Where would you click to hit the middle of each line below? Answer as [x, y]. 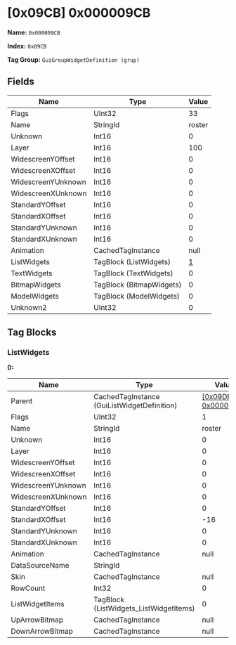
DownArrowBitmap [42, 632]
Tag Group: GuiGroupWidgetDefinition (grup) [74, 59]
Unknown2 [29, 307]
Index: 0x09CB [27, 46]
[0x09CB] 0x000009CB [79, 13]
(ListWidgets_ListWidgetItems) [144, 608]
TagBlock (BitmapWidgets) [138, 285]
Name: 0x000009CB [34, 32]
